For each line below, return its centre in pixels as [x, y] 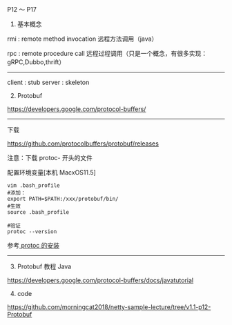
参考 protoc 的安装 [33, 245]
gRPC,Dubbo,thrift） [36, 62]
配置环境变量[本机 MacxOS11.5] [52, 173]
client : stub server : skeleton [48, 82]
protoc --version [32, 232]
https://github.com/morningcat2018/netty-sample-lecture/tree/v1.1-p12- [109, 307]
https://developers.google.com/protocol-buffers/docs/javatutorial [100, 280]
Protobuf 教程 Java [44, 266]
